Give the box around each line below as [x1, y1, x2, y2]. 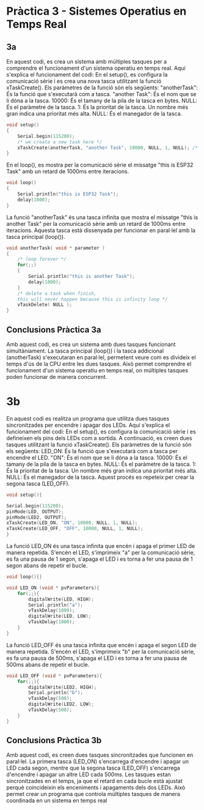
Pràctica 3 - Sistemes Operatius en [6, 4, 187, 18]
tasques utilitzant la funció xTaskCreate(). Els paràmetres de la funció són [6, 441, 192, 448]
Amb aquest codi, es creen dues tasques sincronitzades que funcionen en [6, 751, 194, 759]
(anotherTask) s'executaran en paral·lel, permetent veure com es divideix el [6, 353, 197, 361]
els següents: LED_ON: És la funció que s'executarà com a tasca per [6, 447, 178, 454]
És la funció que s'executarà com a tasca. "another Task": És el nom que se [6, 91, 197, 97]
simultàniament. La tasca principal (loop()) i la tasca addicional [6, 347, 164, 354]
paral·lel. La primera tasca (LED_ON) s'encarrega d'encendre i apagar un [6, 758, 189, 765]
